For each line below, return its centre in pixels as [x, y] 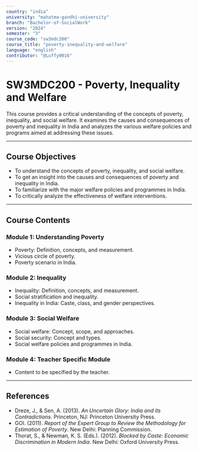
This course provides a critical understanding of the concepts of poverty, [95, 113]
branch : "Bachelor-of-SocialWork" [49, 22]
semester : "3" [24, 34]
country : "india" [27, 12]
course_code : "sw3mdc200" [38, 39]
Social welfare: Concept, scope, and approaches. [75, 331]
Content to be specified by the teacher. [62, 372]
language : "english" [32, 50]
